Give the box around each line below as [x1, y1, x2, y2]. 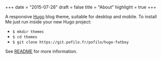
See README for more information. [5, 49, 77, 54]
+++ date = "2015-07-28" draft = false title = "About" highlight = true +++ [5, 4, 157, 10]
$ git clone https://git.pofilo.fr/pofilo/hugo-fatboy [12, 40, 129, 45]
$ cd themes [12, 34, 37, 39]
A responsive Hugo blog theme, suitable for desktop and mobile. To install [5, 14, 157, 19]
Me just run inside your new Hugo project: [5, 19, 92, 25]
